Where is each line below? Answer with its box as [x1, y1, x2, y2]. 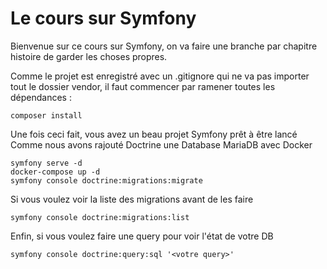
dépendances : [10, 91, 72, 103]
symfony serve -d [10, 158, 83, 168]
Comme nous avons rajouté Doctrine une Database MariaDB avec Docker [10, 138, 313, 151]
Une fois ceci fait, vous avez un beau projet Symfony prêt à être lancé [10, 128, 298, 140]
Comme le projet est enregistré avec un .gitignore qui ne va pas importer [10, 70, 310, 82]
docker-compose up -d [10, 167, 101, 177]
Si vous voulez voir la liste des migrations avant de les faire [10, 193, 254, 205]
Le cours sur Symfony [10, 7, 197, 30]
